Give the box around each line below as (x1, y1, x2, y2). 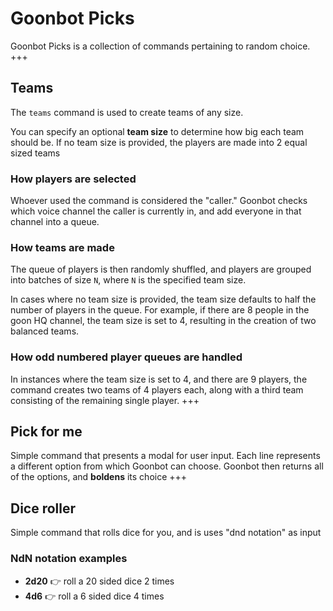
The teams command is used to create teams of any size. (10, 106, 244, 118)
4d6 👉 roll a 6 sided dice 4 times (24, 590, 165, 602)
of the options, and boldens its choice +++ (10, 471, 188, 483)
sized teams (10, 147, 61, 159)
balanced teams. (10, 325, 80, 337)
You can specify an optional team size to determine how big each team (10, 125, 305, 137)
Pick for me (10, 423, 83, 441)
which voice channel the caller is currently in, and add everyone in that (10, 205, 302, 217)
